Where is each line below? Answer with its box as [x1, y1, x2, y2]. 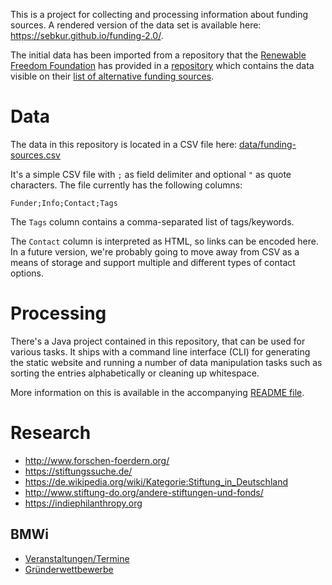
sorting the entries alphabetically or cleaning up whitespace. [10, 367, 260, 379]
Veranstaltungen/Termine [24, 552, 130, 564]
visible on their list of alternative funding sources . [10, 70, 215, 82]
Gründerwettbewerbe [24, 563, 114, 575]
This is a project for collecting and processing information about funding [10, 9, 309, 20]
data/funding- [239, 138, 297, 150]
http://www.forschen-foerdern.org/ [24, 454, 170, 466]
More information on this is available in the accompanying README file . [10, 386, 305, 398]
